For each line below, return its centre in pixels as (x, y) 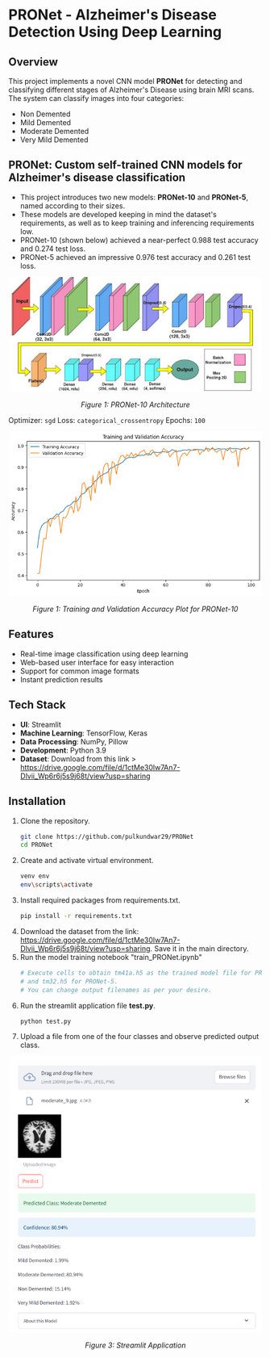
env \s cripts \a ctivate (56, 885)
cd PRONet (37, 845)
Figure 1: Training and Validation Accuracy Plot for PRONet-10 (135, 609)
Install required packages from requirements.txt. (100, 900)
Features (31, 634)
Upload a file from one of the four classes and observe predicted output (139, 1037)
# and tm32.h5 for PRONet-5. (69, 981)
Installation (37, 801)
